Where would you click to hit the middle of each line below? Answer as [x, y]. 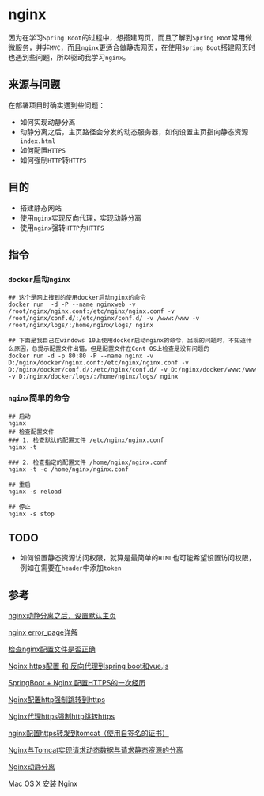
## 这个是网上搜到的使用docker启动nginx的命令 [77, 298]
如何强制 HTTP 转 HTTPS [53, 160]
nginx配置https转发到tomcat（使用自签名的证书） [89, 734]
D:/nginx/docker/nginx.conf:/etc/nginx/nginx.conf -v [99, 363]
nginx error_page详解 [43, 632]
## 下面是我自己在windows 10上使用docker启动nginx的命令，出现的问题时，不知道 [127, 341]
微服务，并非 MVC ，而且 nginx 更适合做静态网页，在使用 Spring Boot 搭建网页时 [132, 47]
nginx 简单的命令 [39, 398]
